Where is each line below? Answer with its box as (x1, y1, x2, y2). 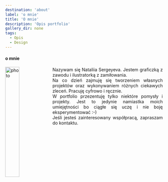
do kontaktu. (52, 120, 78, 126)
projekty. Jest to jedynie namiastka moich (52, 98, 163, 104)
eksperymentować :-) (52, 109, 97, 115)
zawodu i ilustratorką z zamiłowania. (52, 72, 127, 78)
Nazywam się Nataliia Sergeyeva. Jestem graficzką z (52, 66, 163, 73)
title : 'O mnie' (5, 17, 39, 22)
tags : (5, 31, 16, 36)
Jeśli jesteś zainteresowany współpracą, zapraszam (52, 114, 163, 120)
